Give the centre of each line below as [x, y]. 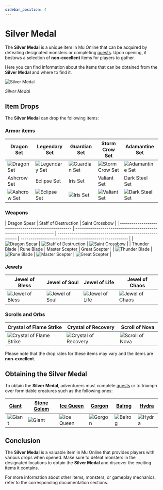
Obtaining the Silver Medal [46, 374]
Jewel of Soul [63, 282]
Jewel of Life [99, 282]
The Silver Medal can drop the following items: [52, 118]
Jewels [14, 267]
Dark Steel [136, 177]
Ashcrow [18, 177]
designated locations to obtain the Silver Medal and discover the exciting [78, 463]
